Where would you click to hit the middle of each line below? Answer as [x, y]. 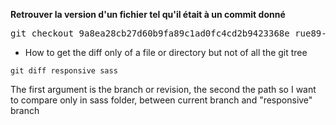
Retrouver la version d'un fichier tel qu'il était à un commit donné [148, 14]
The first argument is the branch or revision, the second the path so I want [163, 89]
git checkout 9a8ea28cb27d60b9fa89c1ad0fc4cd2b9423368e [150, 33]
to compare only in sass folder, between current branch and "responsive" [161, 100]
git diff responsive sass [64, 71]
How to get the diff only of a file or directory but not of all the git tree [166, 52]
